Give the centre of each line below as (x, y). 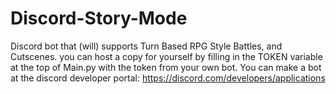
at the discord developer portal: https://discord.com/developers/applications (168, 78)
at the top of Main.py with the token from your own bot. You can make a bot (166, 67)
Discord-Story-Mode (99, 18)
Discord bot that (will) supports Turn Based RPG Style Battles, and (146, 46)
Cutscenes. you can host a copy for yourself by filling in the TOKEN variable (166, 56)
